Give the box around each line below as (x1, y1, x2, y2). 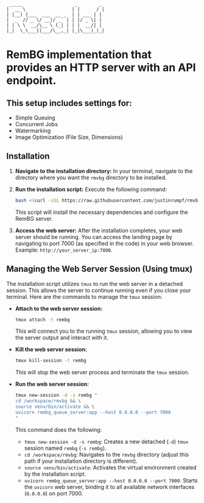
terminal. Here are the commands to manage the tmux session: (6, 293, 163, 300)
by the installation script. (24, 470, 86, 477)
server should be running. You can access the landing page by (15, 233, 172, 240)
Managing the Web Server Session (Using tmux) (6, 264, 193, 274)
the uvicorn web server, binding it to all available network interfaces (24, 483, 195, 490)
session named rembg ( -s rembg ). (24, 444, 107, 452)
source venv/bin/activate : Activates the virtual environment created (24, 463, 197, 471)
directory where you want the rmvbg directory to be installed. (15, 174, 167, 181)
